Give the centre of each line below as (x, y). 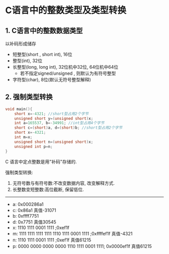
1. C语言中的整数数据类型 (44, 31)
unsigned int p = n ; (33, 146)
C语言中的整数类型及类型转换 (66, 10)
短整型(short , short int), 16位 (42, 54)
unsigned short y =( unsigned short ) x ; (54, 118)
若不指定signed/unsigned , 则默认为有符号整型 (68, 73)
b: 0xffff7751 (26, 216)
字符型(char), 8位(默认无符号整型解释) (52, 80)
